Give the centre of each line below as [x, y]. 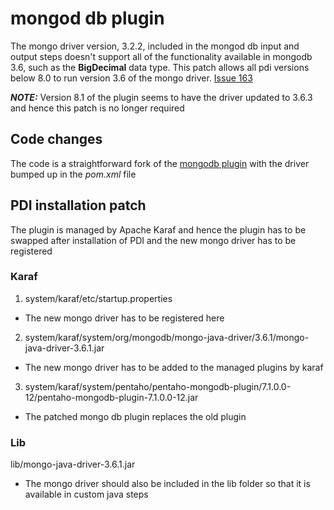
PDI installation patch [78, 205]
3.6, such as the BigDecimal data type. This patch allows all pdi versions [160, 67]
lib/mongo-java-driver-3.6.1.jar [73, 464]
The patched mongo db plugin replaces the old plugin [135, 416]
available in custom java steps [86, 494]
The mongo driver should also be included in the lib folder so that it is [167, 484]
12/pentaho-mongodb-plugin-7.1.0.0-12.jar [111, 397]
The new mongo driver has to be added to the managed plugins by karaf [174, 367]
